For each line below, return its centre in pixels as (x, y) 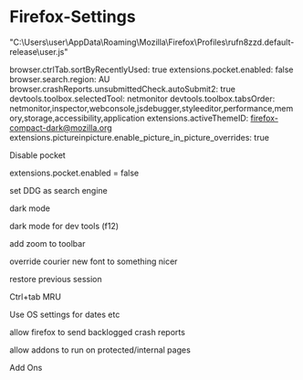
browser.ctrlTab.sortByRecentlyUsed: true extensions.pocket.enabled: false (151, 69)
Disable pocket (37, 155)
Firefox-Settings (73, 17)
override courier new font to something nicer (94, 261)
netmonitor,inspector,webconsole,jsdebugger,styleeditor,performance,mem (151, 108)
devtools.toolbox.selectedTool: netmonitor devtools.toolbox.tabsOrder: (142, 99)
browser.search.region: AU (60, 79)
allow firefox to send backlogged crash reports (97, 332)
